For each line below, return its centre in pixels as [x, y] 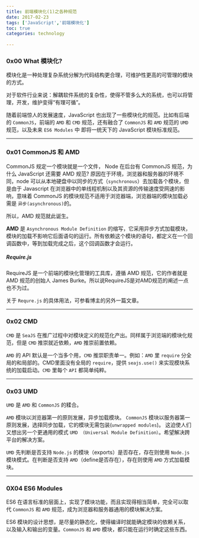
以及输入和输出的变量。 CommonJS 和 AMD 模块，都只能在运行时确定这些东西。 [98, 529]
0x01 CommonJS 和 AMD [43, 152]
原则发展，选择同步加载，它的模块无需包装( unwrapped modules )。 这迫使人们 [99, 425]
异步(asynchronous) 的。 [46, 203]
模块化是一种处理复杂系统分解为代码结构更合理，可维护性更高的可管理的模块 [99, 75]
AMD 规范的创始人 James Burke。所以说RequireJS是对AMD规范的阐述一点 [97, 280]
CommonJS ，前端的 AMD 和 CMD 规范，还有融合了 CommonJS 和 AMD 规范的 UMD [100, 123]
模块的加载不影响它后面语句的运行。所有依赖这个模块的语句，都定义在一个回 [99, 236]
